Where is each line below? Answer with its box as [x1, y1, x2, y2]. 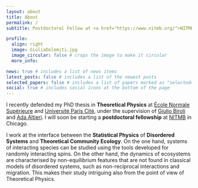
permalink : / [6, 20, 38, 25]
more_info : [11, 57, 38, 64]
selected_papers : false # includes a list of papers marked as [6, 79, 165, 86]
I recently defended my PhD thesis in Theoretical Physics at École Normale [6, 101, 190, 108]
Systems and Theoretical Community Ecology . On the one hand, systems [6, 138, 187, 145]
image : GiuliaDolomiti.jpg [11, 47, 78, 53]
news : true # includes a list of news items [6, 69, 117, 74]
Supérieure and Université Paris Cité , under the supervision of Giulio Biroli [6, 108, 186, 115]
